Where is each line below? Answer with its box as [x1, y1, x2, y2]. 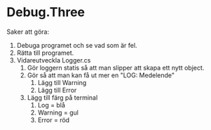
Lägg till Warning [37, 78, 87, 86]
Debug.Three [6, 4, 86, 20]
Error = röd [37, 115, 70, 124]
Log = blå [37, 100, 66, 109]
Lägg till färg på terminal [27, 93, 98, 102]
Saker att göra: [6, 27, 50, 36]
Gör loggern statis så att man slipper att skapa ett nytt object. [27, 63, 205, 72]
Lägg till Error [37, 86, 77, 94]
